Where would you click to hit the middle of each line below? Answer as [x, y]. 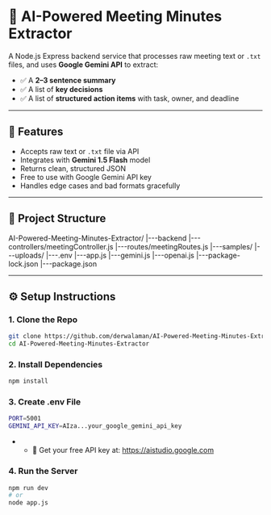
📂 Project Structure [57, 218]
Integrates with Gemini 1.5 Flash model [85, 160]
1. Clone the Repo [43, 320]
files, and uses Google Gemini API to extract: [83, 65]
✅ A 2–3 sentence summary [68, 80]
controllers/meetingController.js [61, 246]
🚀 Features [36, 132]
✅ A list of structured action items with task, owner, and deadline [129, 98]
